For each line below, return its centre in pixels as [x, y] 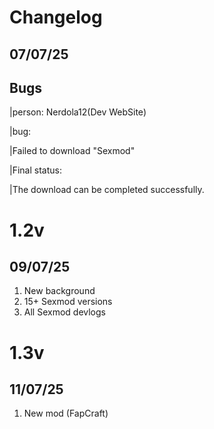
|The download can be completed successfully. [107, 190]
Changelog [56, 17]
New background [59, 291]
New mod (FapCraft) [66, 413]
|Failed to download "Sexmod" [72, 151]
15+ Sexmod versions [68, 302]
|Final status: [35, 170]
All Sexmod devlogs [64, 312]
